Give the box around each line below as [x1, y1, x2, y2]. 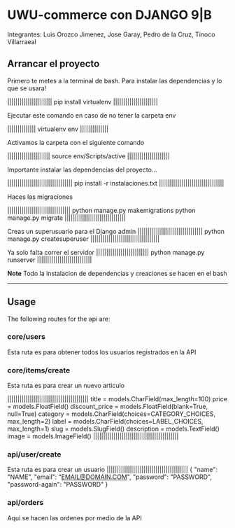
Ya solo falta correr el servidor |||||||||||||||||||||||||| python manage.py [7, 248, 205, 256]
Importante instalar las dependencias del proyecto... [7, 165, 157, 174]
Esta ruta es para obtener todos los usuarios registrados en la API [7, 347, 197, 356]
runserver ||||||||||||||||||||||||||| [7, 256, 92, 264]
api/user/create [7, 450, 62, 459]
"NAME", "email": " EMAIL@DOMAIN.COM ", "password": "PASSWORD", [7, 473, 212, 481]
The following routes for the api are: [7, 314, 111, 323]
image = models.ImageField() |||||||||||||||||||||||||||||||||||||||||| [7, 432, 179, 440]
